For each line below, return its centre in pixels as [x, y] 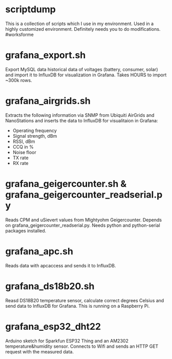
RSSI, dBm [24, 141]
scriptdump [31, 9]
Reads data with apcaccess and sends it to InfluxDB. [61, 265]
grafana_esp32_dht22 [53, 326]
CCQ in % [23, 146]
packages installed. [26, 230]
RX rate [21, 163]
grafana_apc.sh [39, 251]
